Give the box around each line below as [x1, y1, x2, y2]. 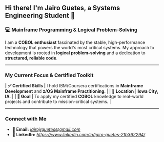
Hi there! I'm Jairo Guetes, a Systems [5, 4, 121, 12]
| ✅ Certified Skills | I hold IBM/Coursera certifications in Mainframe [5, 82, 143, 88]
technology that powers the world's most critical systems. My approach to [5, 44, 155, 50]
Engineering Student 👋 [5, 12, 75, 20]
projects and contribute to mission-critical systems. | [5, 99, 111, 104]
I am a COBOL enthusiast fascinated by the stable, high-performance [5, 39, 145, 45]
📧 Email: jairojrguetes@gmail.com [12, 126, 81, 132]
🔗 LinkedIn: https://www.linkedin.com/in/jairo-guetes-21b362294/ [12, 132, 145, 138]
